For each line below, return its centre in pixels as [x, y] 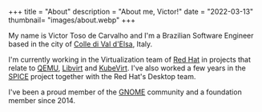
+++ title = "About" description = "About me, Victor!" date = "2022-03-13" [131, 12]
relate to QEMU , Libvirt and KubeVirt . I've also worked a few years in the [127, 68]
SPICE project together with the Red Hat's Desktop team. [102, 76]
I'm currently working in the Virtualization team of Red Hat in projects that [129, 60]
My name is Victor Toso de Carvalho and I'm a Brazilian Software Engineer [131, 36]
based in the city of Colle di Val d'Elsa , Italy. [81, 44]
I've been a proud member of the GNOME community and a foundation [125, 92]
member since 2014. [42, 100]
